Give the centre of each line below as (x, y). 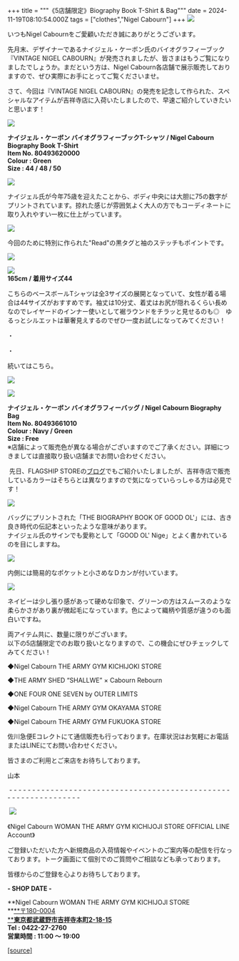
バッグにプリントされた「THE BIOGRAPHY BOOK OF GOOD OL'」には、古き (120, 517)
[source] (20, 950)
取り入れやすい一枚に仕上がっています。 (66, 214)
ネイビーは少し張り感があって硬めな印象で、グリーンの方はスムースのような (119, 601)
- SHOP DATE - (30, 888)
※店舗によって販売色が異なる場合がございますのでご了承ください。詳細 (112, 447)
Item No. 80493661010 (42, 423)
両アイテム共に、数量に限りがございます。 (69, 634)
